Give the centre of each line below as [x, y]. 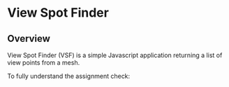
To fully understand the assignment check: [69, 76]
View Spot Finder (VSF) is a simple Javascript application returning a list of [115, 55]
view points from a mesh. [44, 63]
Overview [29, 39]
